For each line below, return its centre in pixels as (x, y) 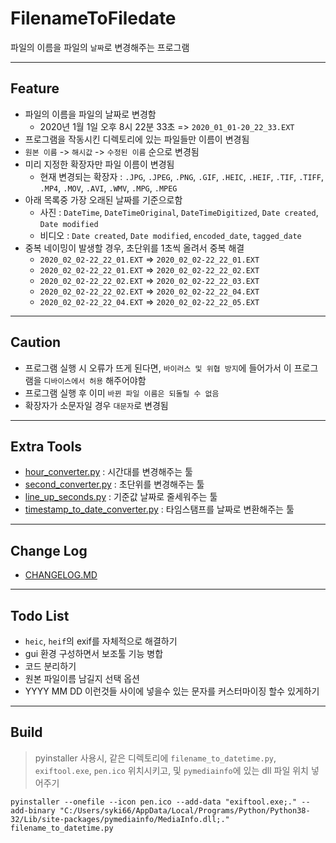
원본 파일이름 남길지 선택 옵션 (82, 678)
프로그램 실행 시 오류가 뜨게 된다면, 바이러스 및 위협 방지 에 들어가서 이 (158, 368)
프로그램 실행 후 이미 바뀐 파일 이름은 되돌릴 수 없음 (122, 393)
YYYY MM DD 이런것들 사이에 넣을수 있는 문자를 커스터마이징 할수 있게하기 (172, 691)
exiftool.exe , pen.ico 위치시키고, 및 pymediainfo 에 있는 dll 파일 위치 (171, 770)
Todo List (40, 615)
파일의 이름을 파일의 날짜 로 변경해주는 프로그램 (100, 47)
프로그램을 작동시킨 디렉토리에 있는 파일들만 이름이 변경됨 (137, 139)
